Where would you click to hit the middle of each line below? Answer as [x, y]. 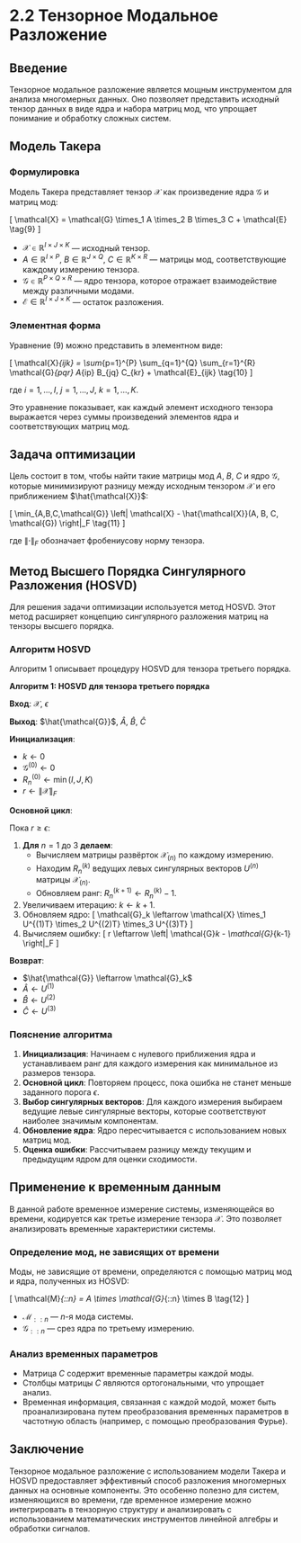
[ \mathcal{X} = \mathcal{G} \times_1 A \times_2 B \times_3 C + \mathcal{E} [148, 219]
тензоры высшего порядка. [62, 626]
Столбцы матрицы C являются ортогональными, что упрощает [143, 1383]
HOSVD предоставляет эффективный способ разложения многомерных [148, 1480]
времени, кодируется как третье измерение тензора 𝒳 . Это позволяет [146, 1218]
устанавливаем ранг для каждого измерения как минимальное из [150, 1063]
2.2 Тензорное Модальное [114, 16]
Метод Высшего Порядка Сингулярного [128, 571]
